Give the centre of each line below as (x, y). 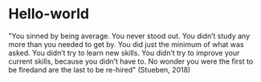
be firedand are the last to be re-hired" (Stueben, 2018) (100, 69)
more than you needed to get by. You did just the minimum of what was (126, 44)
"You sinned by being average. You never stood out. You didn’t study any (129, 36)
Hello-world (49, 14)
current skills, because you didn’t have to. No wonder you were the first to (131, 61)
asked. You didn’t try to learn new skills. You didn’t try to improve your (124, 53)
